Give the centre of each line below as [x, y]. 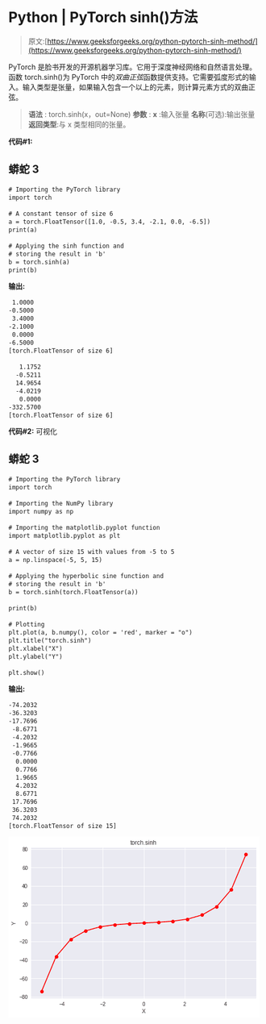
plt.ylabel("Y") [35, 656]
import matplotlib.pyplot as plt [64, 535]
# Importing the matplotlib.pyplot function [84, 527]
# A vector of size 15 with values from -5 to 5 [91, 552]
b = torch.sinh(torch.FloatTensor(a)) [73, 592]
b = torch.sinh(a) [39, 262]
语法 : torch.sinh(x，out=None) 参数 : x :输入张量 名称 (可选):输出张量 [141, 114]
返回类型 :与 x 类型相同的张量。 [79, 124]
